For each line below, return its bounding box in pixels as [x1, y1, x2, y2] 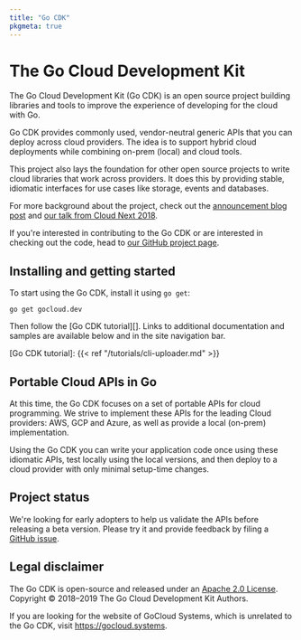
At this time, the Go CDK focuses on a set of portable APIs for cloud [9, 399, 261, 409]
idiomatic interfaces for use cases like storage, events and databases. [9, 183, 269, 194]
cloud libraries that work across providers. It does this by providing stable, [9, 174, 286, 184]
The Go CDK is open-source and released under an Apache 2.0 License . [9, 583, 278, 594]
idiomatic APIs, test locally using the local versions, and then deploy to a [9, 454, 278, 466]
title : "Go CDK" [9, 13, 70, 23]
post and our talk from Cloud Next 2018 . [9, 210, 158, 221]
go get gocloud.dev [9, 305, 83, 315]
